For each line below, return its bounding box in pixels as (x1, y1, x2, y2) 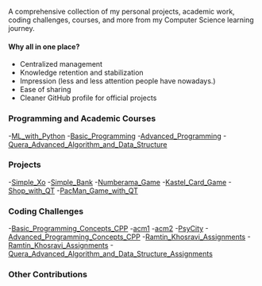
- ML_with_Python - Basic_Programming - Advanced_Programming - (8, 131, 227, 141)
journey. (8, 24, 35, 33)
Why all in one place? (8, 41, 80, 51)
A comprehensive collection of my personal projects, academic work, (8, 7, 236, 16)
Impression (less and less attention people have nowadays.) (19, 76, 216, 86)
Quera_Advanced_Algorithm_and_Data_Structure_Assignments (8, 249, 213, 259)
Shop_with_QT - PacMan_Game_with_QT (8, 186, 139, 195)
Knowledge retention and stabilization (19, 68, 144, 78)
